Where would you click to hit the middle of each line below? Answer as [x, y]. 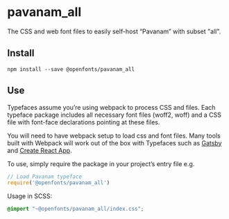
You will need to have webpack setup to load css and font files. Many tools [114, 136]
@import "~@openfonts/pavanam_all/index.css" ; [76, 209]
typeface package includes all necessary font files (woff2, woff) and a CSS [114, 115]
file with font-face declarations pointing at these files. [84, 122]
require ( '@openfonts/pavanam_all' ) [59, 183]
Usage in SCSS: [30, 196]
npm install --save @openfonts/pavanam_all [71, 69]
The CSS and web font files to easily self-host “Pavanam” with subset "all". [114, 31]
